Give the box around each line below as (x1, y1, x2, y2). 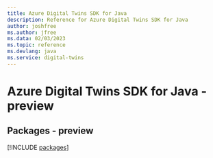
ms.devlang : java (7, 48, 57, 55)
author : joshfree (7, 22, 57, 29)
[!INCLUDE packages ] (7, 143, 69, 151)
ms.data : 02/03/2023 (7, 35, 66, 42)
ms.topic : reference (7, 42, 66, 48)
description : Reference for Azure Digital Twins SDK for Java (7, 16, 188, 23)
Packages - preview (7, 125, 94, 137)
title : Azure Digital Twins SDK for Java (7, 10, 127, 17)
